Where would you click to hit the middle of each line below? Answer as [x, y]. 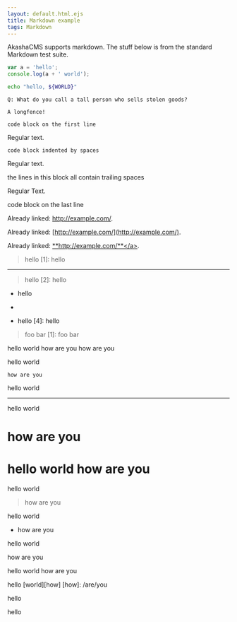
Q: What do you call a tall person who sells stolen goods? [98, 100]
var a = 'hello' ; [33, 68]
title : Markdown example [44, 20]
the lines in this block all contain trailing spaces [76, 177]
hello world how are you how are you [61, 348]
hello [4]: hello [38, 321]
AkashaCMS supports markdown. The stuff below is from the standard [110, 47]
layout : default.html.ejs [45, 14]
